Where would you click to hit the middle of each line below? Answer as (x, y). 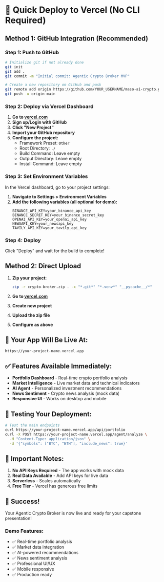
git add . (15, 71)
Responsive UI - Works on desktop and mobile (59, 399)
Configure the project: (35, 138)
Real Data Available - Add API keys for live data (60, 475)
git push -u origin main (30, 94)
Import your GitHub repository (43, 133)
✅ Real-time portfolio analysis (42, 541)
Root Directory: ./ (37, 148)
